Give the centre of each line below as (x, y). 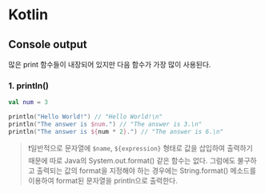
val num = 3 (28, 103)
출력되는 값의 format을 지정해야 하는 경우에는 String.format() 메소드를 (146, 171)
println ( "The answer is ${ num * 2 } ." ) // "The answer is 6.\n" (116, 131)
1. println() (29, 86)
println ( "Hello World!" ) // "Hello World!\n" (85, 117)
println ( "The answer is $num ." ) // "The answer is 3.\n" (105, 125)
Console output (48, 44)
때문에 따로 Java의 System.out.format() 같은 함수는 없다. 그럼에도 (132, 160)
